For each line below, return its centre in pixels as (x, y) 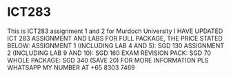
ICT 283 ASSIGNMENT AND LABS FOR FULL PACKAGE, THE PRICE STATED (115, 38)
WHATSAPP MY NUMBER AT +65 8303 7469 (71, 67)
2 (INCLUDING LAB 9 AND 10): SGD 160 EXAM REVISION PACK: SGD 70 (109, 53)
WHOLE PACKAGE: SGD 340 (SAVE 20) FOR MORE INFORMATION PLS (108, 60)
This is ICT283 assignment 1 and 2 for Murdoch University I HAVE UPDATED (115, 31)
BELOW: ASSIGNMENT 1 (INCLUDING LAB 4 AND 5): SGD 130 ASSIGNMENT (116, 45)
